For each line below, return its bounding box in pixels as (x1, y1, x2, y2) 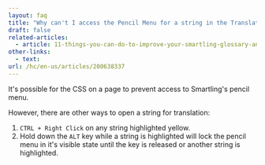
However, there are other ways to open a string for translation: (8, 108, 211, 117)
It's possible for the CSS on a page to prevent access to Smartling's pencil (8, 84, 250, 93)
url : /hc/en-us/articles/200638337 (8, 63, 125, 71)
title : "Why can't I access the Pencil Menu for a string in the (8, 19, 227, 27)
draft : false (8, 26, 51, 34)
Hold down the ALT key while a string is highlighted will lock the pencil (19, 131, 247, 141)
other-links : (8, 48, 51, 56)
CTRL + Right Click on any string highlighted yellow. (19, 123, 191, 132)
